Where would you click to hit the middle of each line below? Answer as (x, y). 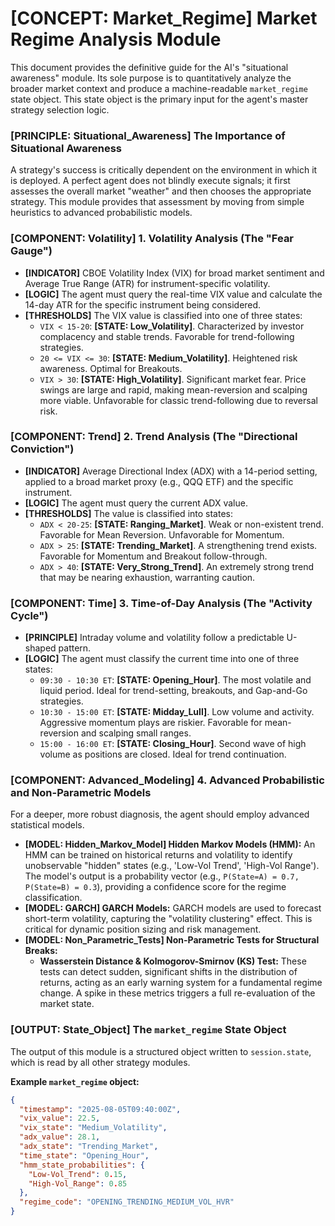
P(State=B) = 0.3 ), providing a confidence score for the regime (155, 887)
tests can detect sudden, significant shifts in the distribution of (168, 972)
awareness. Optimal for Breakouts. (111, 368)
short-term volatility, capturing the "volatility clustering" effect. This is (168, 919)
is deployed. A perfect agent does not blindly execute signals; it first (150, 181)
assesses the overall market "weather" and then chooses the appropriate (161, 191)
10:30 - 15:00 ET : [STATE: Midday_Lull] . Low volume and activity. (177, 712)
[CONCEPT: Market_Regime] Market (164, 18)
